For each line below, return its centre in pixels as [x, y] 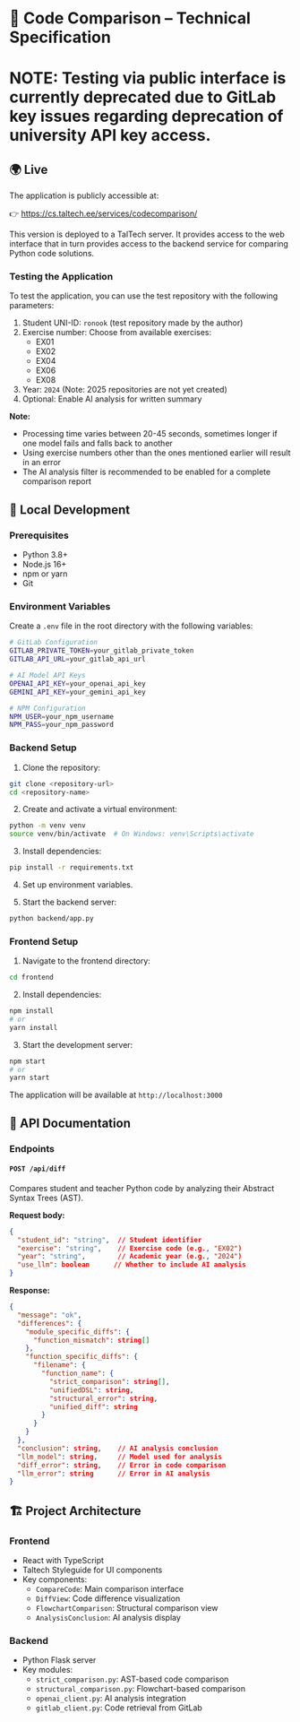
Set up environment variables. [77, 885]
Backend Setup [43, 748]
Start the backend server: [69, 902]
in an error [41, 463]
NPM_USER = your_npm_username [62, 716]
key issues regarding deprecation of [146, 117]
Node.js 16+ [44, 565]
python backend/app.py [51, 919]
